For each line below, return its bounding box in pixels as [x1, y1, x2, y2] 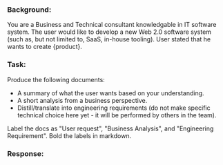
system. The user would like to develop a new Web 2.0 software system [7, 28, 212, 36]
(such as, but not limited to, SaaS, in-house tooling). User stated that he [7, 35, 211, 43]
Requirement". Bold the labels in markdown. [7, 131, 132, 139]
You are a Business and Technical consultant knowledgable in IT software [7, 21, 217, 29]
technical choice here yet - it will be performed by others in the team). [17, 110, 217, 119]
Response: [7, 148, 44, 158]
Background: [7, 5, 52, 14]
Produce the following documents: [7, 75, 105, 84]
